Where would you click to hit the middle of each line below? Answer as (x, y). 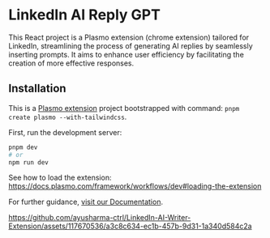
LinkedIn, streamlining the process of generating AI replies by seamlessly (131, 45)
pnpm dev (23, 147)
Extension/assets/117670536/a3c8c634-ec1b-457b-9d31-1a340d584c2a (131, 226)
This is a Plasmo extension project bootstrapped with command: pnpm (124, 108)
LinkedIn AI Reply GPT (84, 15)
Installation (37, 89)
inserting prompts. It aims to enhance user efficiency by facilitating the (126, 54)
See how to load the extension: (60, 178)
